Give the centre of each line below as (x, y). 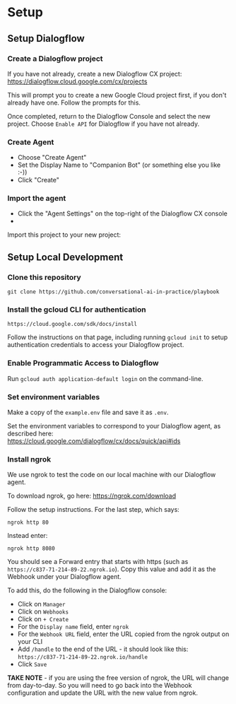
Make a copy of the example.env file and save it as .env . (88, 412)
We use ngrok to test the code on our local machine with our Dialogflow (112, 475)
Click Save (32, 664)
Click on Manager (41, 604)
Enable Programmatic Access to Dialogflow (83, 363)
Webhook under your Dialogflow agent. (64, 577)
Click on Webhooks (43, 611)
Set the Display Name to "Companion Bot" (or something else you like (119, 165)
